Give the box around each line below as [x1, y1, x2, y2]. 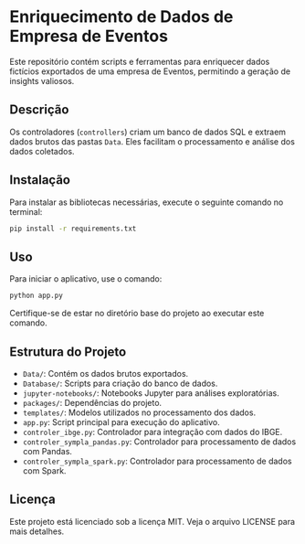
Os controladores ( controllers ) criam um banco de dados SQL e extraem [9, 126, 286, 137]
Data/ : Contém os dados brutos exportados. [22, 368, 189, 379]
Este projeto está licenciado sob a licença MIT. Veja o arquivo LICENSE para [9, 516, 295, 527]
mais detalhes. [9, 526, 65, 537]
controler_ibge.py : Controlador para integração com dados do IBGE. [22, 426, 283, 437]
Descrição [9, 102, 69, 118]
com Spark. [22, 464, 67, 476]
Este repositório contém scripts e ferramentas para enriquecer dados [9, 56, 270, 67]
